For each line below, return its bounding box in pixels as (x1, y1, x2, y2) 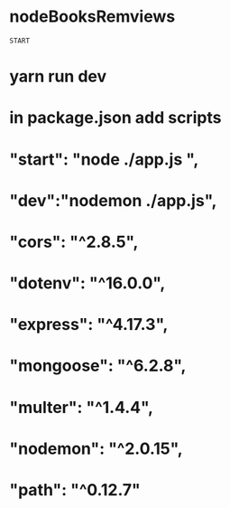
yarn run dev (9, 66, 107, 87)
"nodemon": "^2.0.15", (9, 438, 183, 458)
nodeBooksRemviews (9, 6, 176, 27)
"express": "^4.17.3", (9, 315, 169, 335)
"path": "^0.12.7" (9, 480, 142, 500)
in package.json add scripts (9, 108, 222, 128)
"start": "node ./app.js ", (9, 149, 199, 169)
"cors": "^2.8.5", (9, 231, 139, 252)
